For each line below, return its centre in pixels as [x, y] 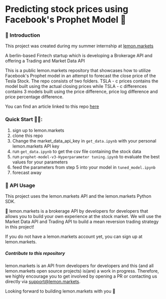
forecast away [27, 172]
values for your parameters [40, 162]
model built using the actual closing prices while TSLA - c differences [76, 86]
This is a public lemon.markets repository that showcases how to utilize [78, 71]
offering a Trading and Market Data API [45, 61]
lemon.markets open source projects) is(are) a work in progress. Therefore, [82, 271]
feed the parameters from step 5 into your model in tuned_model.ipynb [84, 167]
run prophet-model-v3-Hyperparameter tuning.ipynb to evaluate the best [86, 156]
